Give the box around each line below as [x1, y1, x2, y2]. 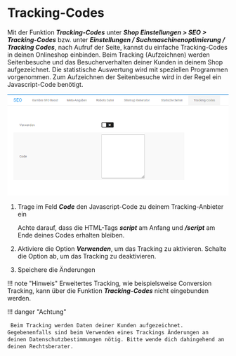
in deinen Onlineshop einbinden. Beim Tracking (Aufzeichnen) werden [7, 50, 211, 59]
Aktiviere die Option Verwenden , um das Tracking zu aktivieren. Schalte [17, 244, 227, 253]
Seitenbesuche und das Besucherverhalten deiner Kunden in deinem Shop [7, 57, 223, 66]
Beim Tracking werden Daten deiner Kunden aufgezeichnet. [10, 322, 184, 329]
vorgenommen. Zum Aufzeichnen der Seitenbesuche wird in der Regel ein [7, 72, 221, 81]
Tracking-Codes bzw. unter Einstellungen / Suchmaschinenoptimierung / [7, 35, 225, 43]
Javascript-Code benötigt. [7, 80, 84, 88]
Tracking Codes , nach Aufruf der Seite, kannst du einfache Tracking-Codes [7, 43, 228, 51]
